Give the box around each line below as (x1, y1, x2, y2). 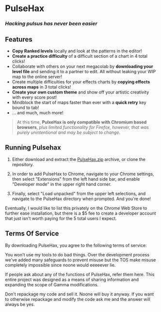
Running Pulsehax (5, 143, 62, 152)
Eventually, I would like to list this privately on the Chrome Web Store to (5, 205, 147, 211)
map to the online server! (12, 74, 63, 79)
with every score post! (12, 94, 57, 100)
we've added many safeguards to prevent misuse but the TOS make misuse (5, 257, 156, 263)
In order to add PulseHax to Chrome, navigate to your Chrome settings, (12, 171, 154, 177)
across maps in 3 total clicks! (12, 84, 71, 90)
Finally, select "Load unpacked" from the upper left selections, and (12, 190, 146, 196)
